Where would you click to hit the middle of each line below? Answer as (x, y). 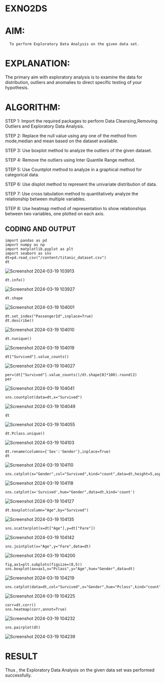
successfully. (18, 675)
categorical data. (22, 175)
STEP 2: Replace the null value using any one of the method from (71, 136)
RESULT (22, 656)
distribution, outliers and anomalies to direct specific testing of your (73, 82)
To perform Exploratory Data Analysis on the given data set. (74, 44)
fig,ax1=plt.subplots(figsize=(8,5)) (44, 564)
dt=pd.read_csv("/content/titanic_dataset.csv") (56, 258)
